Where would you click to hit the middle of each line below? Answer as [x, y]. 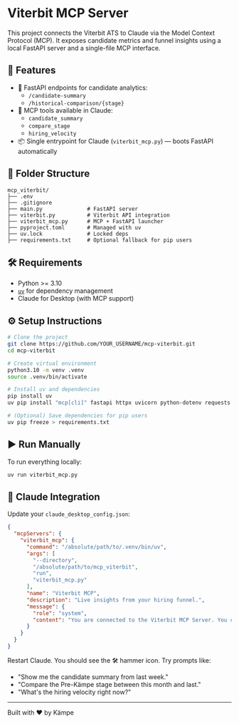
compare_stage [49, 126]
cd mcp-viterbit [31, 351]
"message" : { [46, 606]
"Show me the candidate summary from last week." [93, 677]
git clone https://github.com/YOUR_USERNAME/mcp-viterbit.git [101, 344]
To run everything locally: [44, 462]
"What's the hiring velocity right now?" [74, 692]
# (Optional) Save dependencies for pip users [78, 416]
